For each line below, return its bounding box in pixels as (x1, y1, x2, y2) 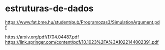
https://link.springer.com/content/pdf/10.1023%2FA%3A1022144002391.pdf (5, 39, 159, 45)
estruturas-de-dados (5, 3, 94, 14)
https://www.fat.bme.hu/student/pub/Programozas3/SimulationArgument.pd (5, 19, 160, 25)
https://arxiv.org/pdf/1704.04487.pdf (5, 34, 79, 40)
